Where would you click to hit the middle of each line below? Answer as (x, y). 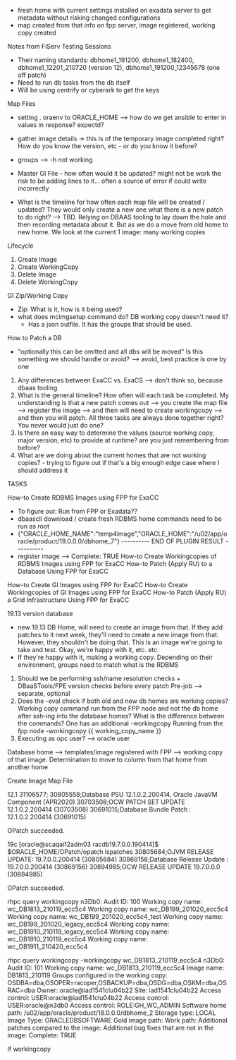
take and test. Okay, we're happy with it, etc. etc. (88, 650)
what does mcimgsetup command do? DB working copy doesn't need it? (123, 317)
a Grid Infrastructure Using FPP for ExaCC (68, 600)
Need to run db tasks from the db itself (74, 83)
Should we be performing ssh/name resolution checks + (99, 678)
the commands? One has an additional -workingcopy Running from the (120, 723)
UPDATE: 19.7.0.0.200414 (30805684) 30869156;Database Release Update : (118, 859)
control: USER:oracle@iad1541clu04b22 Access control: (88, 998)
